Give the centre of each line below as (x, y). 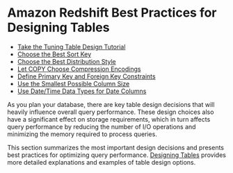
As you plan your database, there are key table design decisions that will (111, 104)
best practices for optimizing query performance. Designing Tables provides (116, 155)
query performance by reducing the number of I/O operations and (102, 126)
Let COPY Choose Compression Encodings (79, 69)
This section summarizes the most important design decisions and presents (116, 147)
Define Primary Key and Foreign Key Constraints (86, 76)
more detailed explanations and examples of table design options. (102, 162)
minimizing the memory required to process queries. (82, 134)
